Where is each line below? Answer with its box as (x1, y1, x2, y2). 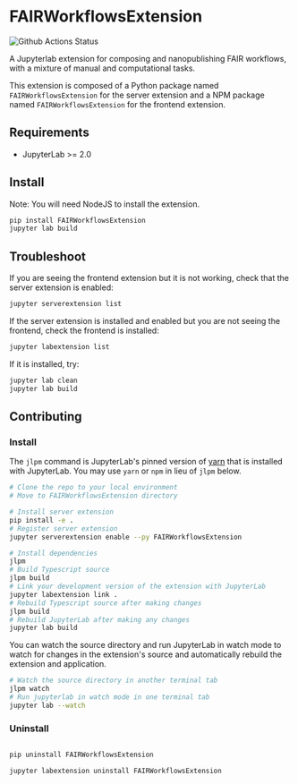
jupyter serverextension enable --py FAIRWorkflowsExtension (9, 533, 243, 541)
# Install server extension (9, 507, 115, 516)
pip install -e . (9, 516, 74, 524)
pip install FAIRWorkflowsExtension (9, 216, 146, 225)
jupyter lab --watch (9, 701, 87, 710)
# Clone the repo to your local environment (9, 483, 178, 492)
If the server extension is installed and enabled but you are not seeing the (9, 316, 280, 326)
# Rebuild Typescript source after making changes (9, 598, 202, 608)
